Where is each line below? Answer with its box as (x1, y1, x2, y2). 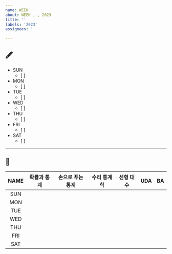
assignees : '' (5, 27, 36, 32)
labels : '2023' (5, 22, 38, 27)
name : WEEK (5, 7, 29, 13)
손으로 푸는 (58, 173, 83, 181)
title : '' (5, 17, 27, 22)
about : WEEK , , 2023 (5, 12, 52, 17)
